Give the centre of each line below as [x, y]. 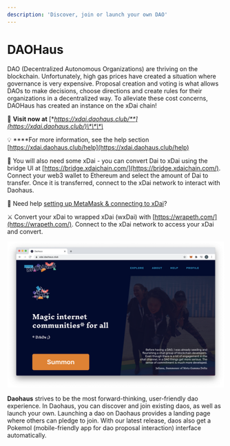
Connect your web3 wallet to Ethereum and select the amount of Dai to [108, 175]
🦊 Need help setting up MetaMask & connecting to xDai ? [87, 203]
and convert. [25, 231]
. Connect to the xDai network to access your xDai [143, 224]
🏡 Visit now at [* [31, 119]
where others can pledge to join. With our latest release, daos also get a [109, 420]
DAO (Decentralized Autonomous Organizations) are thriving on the [103, 68]
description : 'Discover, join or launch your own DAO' [87, 14]
